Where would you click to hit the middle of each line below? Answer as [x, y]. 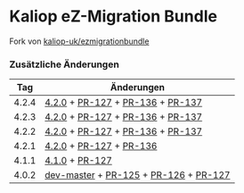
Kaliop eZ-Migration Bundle [114, 17]
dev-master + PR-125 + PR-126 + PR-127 [137, 175]
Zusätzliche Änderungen [65, 64]
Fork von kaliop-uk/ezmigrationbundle [79, 41]
